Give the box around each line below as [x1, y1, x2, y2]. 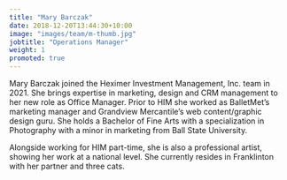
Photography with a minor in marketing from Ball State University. [9, 125, 248, 135]
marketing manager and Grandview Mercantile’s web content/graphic [9, 107, 263, 116]
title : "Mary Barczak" [9, 12, 93, 22]
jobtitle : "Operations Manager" [9, 37, 128, 47]
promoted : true [9, 54, 66, 63]
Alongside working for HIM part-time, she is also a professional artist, [9, 142, 263, 153]
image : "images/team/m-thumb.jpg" [9, 29, 137, 38]
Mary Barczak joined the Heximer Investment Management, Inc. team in [9, 79, 270, 88]
